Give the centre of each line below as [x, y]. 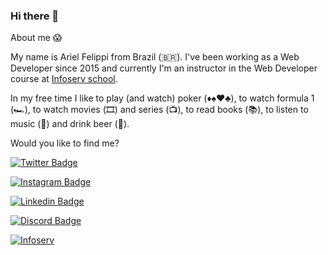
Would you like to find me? [65, 143]
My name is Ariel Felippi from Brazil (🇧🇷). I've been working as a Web [155, 57]
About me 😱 [36, 38]
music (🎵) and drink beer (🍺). [70, 124]
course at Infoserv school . [64, 79]
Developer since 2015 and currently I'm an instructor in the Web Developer [164, 68]
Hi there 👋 [35, 16]
